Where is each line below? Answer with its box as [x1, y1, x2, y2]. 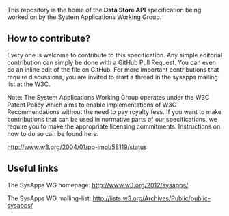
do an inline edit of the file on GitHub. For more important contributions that [7, 65, 219, 74]
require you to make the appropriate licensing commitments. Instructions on [7, 122, 221, 131]
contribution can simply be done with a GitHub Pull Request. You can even [7, 58, 217, 66]
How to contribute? [7, 33, 91, 44]
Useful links [7, 163, 59, 174]
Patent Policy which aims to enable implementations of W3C [7, 100, 177, 109]
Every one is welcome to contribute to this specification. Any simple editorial [7, 51, 223, 59]
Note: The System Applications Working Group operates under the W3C [7, 93, 210, 101]
